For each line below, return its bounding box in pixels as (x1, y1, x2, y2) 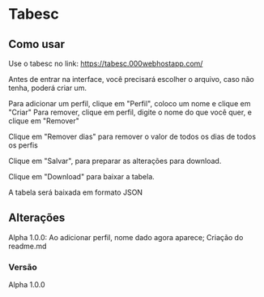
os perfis (8, 140, 38, 150)
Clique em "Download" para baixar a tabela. (8, 172, 155, 181)
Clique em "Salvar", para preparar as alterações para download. (8, 156, 222, 166)
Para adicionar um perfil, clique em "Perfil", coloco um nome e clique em (8, 99, 251, 108)
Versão (8, 261, 38, 273)
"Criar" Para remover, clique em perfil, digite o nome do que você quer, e (8, 107, 253, 117)
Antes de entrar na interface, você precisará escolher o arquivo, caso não (8, 75, 254, 84)
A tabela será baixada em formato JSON (8, 187, 143, 197)
